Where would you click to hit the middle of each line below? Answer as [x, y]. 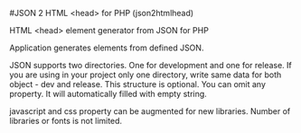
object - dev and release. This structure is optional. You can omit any [138, 84]
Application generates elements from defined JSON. [107, 48]
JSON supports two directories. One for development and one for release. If [150, 65]
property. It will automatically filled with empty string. [108, 94]
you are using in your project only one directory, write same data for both [146, 75]
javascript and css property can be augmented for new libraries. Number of [150, 111]
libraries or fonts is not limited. [66, 121]
